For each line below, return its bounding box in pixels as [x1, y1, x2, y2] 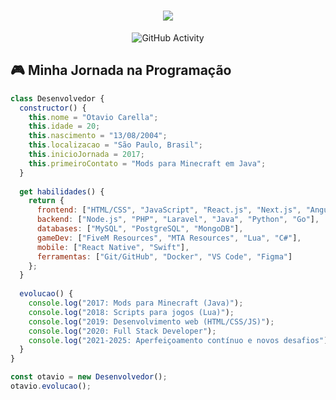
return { [28, 196, 65, 206]
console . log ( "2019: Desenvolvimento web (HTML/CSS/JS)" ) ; [28, 316, 275, 327]
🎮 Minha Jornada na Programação [10, 62, 232, 79]
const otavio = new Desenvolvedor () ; [10, 372, 168, 382]
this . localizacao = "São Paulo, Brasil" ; [28, 140, 203, 150]
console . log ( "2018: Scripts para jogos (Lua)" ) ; [28, 307, 235, 317]
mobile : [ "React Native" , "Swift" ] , [36, 242, 190, 252]
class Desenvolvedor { [10, 93, 105, 104]
